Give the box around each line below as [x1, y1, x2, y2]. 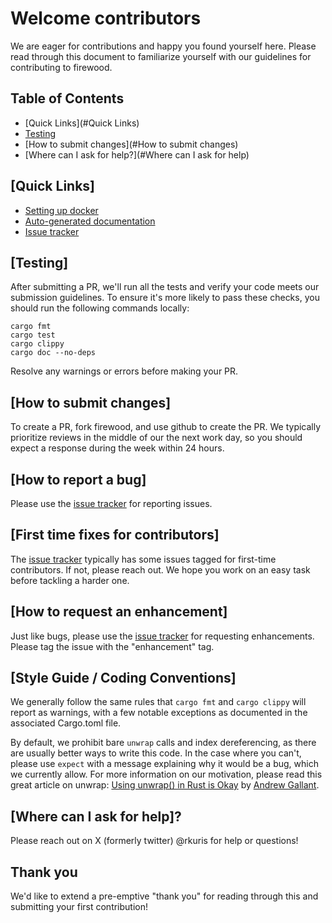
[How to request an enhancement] [10, 603, 228, 621]
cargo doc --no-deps [10, 348, 97, 358]
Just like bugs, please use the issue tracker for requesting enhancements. [10, 630, 315, 642]
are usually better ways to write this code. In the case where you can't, [10, 747, 302, 759]
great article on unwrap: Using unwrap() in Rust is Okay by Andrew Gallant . [10, 779, 320, 791]
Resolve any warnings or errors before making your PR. [10, 365, 239, 377]
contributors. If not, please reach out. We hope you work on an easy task [10, 563, 311, 576]
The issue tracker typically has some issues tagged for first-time [10, 553, 277, 565]
